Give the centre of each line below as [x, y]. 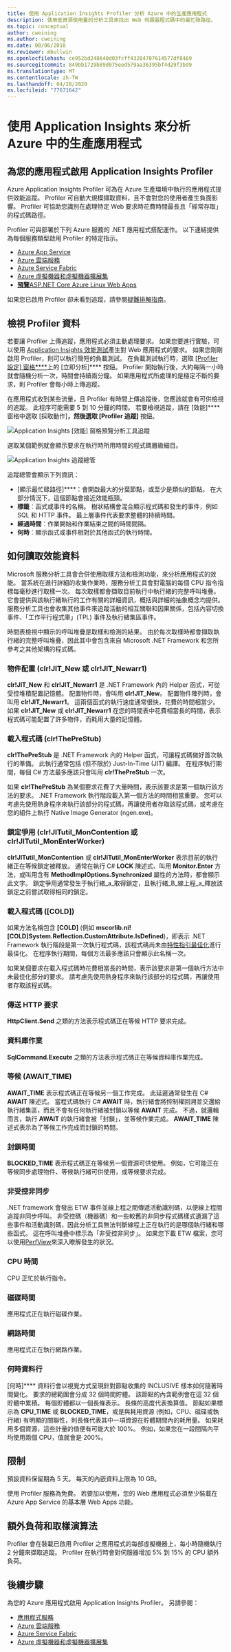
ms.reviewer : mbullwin [40, 52]
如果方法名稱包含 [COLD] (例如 [51, 927]
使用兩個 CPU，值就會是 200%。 [60, 1437]
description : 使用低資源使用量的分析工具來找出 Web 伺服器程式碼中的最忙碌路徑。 [112, 20]
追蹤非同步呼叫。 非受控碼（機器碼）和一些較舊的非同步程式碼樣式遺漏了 [110, 1216]
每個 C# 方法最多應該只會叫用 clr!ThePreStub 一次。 [94, 772]
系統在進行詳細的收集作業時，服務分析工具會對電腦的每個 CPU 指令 [122, 582]
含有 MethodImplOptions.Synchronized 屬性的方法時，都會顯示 [128, 874]
